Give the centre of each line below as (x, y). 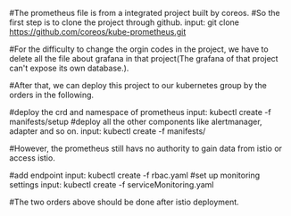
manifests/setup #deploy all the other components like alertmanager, (136, 121)
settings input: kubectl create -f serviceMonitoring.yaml (112, 185)
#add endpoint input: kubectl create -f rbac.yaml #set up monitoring (135, 175)
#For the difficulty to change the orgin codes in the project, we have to (139, 49)
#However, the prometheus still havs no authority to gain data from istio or (146, 148)
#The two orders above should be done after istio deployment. (124, 202)
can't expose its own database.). (69, 68)
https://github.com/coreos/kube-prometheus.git (98, 32)
